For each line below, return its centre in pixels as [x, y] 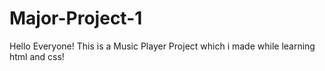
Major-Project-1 [76, 18]
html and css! [37, 56]
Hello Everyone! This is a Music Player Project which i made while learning [162, 46]
